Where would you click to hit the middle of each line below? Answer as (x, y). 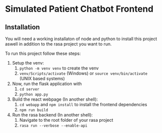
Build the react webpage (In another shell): (55, 99)
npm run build (34, 110)
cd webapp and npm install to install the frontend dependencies (83, 104)
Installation (22, 27)
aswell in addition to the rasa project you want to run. (58, 44)
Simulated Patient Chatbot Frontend (79, 9)
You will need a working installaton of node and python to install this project (81, 39)
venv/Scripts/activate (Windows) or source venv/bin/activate (83, 73)
